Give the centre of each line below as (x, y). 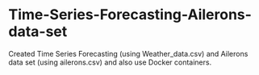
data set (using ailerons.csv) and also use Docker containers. (110, 62)
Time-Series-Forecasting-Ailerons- (130, 15)
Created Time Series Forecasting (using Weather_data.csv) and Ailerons (128, 53)
